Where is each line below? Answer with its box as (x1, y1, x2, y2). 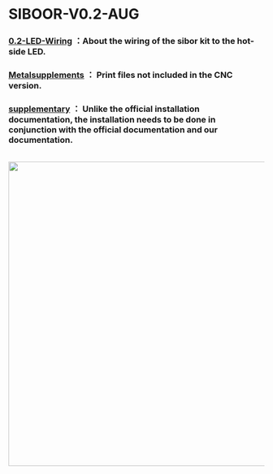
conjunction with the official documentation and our (8, 123, 218, 135)
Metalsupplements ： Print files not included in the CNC (8, 70, 233, 81)
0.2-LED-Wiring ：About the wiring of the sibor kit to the (8, 36, 236, 47)
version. (8, 80, 42, 92)
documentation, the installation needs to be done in (8, 114, 216, 125)
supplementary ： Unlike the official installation (8, 103, 201, 114)
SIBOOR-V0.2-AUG (8, 5, 140, 24)
